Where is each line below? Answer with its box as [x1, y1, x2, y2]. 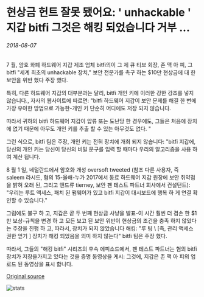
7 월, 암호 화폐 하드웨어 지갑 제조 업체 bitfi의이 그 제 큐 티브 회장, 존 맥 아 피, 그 [6, 61, 193, 69]
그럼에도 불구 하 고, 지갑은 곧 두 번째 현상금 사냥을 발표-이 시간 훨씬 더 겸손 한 [6, 209, 190, 217]
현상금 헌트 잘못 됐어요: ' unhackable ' [6, 5, 192, 19]
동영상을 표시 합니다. [24, 260, 73, 268]
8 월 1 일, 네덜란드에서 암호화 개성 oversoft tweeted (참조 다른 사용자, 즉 [6, 166, 179, 173]
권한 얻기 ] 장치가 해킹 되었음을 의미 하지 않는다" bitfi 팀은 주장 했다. [6, 232, 167, 240]
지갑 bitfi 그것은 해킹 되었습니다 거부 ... [6, 21, 191, 35]
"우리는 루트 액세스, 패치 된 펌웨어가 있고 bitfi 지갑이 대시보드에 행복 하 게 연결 [6, 189, 192, 197]
